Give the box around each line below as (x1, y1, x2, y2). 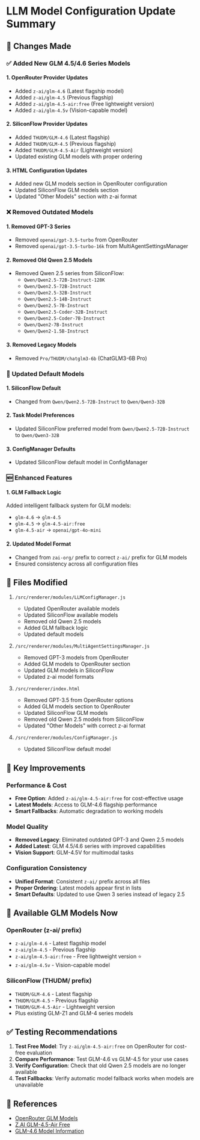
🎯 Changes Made (6, 41, 71, 51)
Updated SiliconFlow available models (23, 611, 118, 618)
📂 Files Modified (6, 577, 68, 588)
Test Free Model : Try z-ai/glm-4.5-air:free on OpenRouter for (14, 1043, 173, 1050)
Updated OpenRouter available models (23, 605, 120, 612)
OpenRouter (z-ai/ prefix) (6, 926, 82, 934)
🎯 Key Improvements (6, 763, 86, 773)
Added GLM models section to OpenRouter (23, 703, 131, 710)
